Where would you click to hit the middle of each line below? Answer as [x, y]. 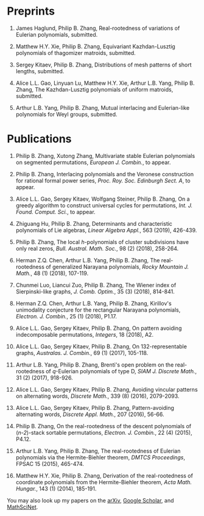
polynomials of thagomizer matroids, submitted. [76, 52]
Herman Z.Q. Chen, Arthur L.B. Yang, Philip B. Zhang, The [88, 260]
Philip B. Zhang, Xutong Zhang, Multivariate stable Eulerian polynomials [105, 156]
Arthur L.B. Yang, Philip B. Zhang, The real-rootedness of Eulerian [98, 451]
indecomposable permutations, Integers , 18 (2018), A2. [85, 334]
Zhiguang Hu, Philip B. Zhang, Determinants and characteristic [94, 223]
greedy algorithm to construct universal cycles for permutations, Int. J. [104, 205]
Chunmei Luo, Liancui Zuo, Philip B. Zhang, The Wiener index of [96, 285]
